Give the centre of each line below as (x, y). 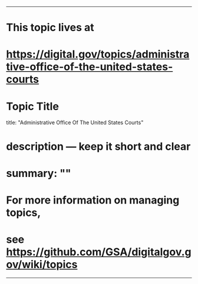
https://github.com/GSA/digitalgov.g (99, 252)
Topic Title (32, 106)
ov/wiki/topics (42, 265)
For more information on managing (93, 200)
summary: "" (39, 173)
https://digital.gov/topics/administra (98, 54)
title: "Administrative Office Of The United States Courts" (75, 123)
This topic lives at (50, 28)
